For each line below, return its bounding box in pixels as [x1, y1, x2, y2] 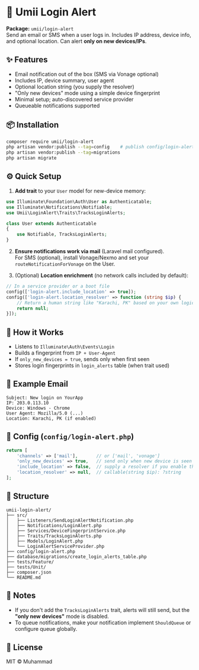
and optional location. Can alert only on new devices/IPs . [6, 37, 147, 44]
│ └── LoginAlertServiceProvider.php [6, 543, 105, 549]
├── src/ [6, 512, 28, 518]
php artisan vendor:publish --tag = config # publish [6, 144, 145, 150]
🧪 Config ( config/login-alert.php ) [6, 432, 134, 442]
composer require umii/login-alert [6, 139, 94, 145]
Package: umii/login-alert [6, 25, 74, 32]
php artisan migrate [6, 155, 57, 161]
